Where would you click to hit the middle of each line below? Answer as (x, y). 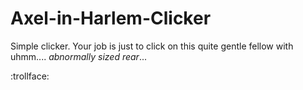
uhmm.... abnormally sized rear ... (78, 56)
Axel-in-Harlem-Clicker (111, 18)
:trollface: (30, 76)
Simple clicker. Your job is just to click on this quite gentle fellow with (152, 46)
